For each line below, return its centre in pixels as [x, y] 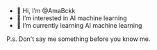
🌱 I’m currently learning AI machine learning [79, 25]
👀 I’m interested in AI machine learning [72, 18]
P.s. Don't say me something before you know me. [78, 39]
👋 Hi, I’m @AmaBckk [46, 11]
